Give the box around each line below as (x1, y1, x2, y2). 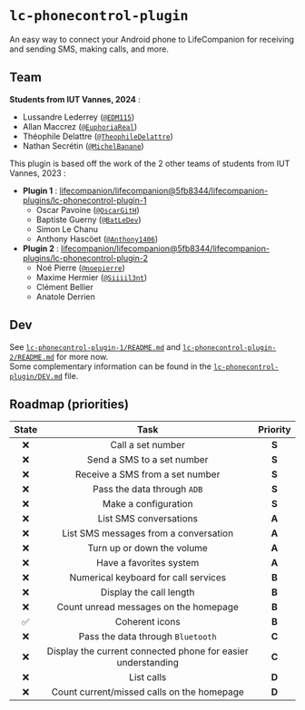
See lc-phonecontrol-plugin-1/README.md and (9, 341, 182, 352)
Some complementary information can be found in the (9, 361, 212, 372)
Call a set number (110, 439, 186, 452)
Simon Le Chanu (35, 223, 98, 234)
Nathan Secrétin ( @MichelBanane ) (22, 140, 144, 151)
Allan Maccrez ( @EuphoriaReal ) (22, 121, 138, 131)
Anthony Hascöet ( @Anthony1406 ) (35, 233, 159, 244)
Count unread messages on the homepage (56, 601, 239, 614)
